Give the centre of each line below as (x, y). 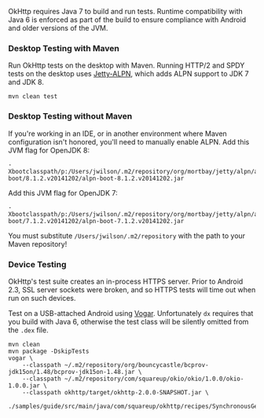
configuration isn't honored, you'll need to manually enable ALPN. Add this (129, 141)
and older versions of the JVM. (58, 28)
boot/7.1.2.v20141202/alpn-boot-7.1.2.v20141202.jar (96, 221)
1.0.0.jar (24, 385)
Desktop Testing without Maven (70, 116)
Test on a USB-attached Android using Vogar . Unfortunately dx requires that (131, 313)
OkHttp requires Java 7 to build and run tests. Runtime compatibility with (126, 11)
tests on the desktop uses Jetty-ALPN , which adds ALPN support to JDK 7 (128, 74)
